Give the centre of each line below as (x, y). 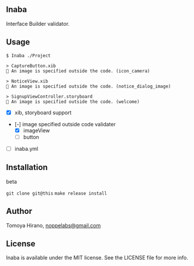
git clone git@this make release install (56, 193)
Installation (27, 167)
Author (19, 211)
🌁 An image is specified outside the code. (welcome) (73, 102)
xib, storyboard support (43, 112)
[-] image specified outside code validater (65, 124)
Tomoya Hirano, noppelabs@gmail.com (53, 225)
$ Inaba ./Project (28, 56)
